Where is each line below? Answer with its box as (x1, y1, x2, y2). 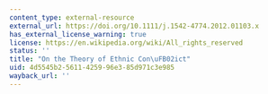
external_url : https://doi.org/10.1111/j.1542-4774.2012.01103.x (9, 21, 259, 30)
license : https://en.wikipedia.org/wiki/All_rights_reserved (9, 38, 244, 47)
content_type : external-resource (9, 13, 135, 22)
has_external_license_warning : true (9, 30, 147, 38)
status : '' (9, 47, 50, 56)
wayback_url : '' (9, 72, 70, 81)
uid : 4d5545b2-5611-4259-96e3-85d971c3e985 (9, 64, 175, 73)
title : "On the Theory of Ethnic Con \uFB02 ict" (9, 55, 192, 64)
